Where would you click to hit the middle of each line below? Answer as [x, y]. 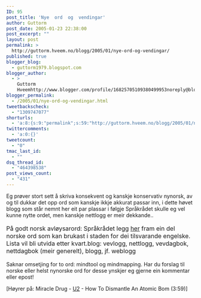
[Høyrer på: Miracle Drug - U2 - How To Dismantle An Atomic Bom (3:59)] [97, 288]
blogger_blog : [24, 62]
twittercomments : [28, 129]
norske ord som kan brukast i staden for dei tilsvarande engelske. [98, 236]
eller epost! [20, 277]
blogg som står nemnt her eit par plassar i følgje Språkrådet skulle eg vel [96, 209]
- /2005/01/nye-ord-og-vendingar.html [60, 101]
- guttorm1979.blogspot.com [47, 67]
